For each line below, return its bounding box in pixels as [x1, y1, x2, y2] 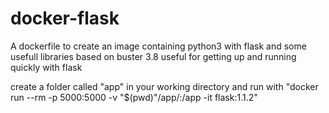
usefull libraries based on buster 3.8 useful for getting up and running [10, 50, 297, 62]
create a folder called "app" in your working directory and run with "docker [10, 80, 319, 92]
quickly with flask [10, 61, 83, 73]
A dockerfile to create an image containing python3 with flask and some [10, 40, 307, 52]
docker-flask [10, 7, 120, 30]
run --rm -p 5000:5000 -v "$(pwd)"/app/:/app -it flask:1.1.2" [10, 91, 258, 103]
